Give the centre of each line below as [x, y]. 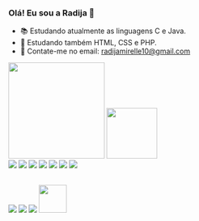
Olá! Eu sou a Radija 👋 [52, 13]
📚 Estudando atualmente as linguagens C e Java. [103, 31]
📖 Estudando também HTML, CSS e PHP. [88, 43]
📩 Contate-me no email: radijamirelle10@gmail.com [105, 51]
